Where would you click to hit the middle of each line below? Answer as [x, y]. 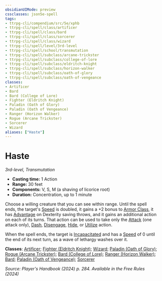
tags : [10, 19]
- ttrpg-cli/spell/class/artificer [41, 28]
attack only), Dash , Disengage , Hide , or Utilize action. [59, 225]
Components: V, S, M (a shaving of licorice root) [61, 190]
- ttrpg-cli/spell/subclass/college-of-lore [51, 60]
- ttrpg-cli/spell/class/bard [36, 32]
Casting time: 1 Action [35, 179]
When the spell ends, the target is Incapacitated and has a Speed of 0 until [80, 234]
